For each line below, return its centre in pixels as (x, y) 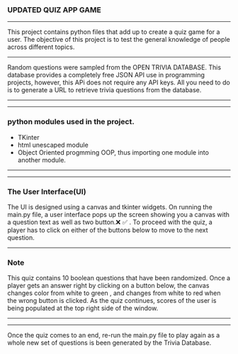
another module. (41, 160)
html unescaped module (53, 145)
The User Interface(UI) (47, 192)
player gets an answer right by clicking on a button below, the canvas (108, 286)
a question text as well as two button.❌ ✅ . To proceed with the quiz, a (110, 222)
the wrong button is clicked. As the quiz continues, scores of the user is (112, 301)
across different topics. (41, 47)
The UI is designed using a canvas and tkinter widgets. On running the (110, 206)
